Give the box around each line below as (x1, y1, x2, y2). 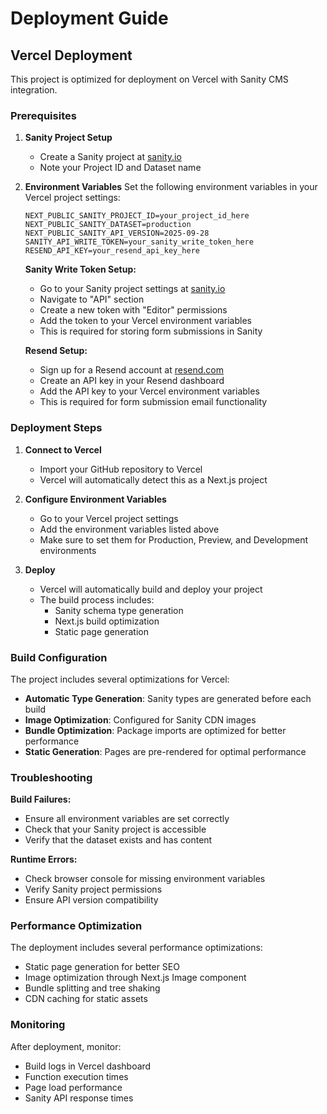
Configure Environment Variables (24, 493, 167, 505)
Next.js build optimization (54, 615, 160, 627)
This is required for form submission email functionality (39, 396, 268, 408)
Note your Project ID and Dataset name (39, 162, 202, 174)
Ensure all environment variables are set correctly (24, 813, 230, 825)
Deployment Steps (10, 421, 103, 435)
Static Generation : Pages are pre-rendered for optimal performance (24, 745, 307, 757)
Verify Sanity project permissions (24, 883, 163, 896)
